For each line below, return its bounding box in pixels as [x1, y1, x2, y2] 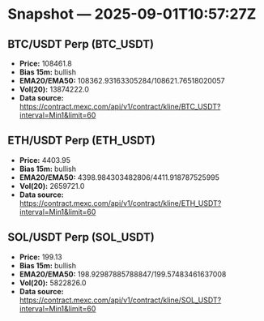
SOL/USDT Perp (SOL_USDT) [7, 230, 155, 244]
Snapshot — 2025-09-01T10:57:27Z [7, 5, 257, 24]
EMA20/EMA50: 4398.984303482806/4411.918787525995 [19, 172, 220, 182]
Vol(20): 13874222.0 [19, 84, 90, 94]
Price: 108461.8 [19, 58, 72, 68]
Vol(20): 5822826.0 [19, 277, 87, 288]
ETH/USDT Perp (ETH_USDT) [7, 134, 155, 148]
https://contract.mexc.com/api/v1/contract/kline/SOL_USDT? [19, 295, 222, 305]
